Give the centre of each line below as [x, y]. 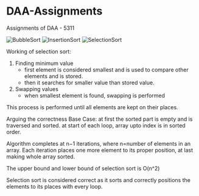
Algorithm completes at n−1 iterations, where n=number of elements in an [99, 143]
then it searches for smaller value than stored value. [89, 83]
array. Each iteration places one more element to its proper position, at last [100, 150]
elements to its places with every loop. [54, 186]
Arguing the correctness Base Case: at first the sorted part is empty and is [100, 119]
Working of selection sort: [39, 51]
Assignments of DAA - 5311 [40, 28]
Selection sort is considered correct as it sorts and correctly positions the [98, 180]
